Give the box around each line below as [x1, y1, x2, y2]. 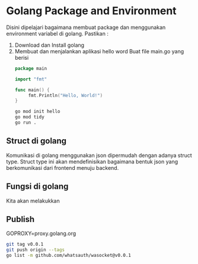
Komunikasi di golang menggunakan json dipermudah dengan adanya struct [6, 152, 193, 159]
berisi [14, 54, 29, 61]
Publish [6, 214, 35, 224]
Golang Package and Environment [6, 4, 177, 18]
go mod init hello [14, 108, 60, 115]
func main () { [14, 87, 50, 93]
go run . [14, 120, 37, 125]
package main [14, 65, 47, 72]
